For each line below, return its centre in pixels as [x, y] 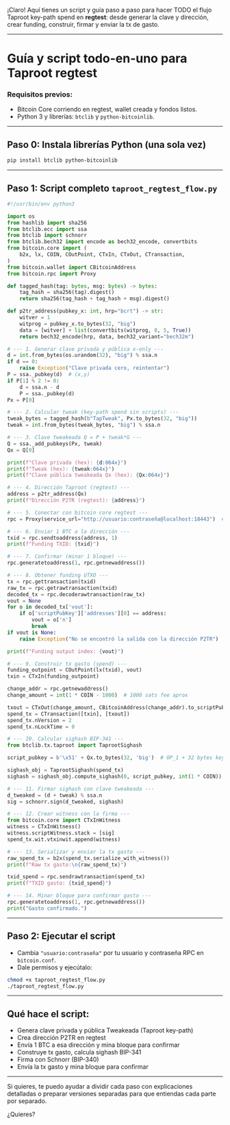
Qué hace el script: [48, 1014]
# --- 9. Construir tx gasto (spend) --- [67, 664]
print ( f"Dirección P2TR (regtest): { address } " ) [76, 500]
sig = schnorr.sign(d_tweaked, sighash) [66, 802]
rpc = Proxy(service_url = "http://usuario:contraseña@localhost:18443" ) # [116, 519]
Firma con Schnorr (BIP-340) [58, 1060]
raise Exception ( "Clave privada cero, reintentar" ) [94, 368]
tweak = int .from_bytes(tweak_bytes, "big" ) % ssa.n [84, 425]
